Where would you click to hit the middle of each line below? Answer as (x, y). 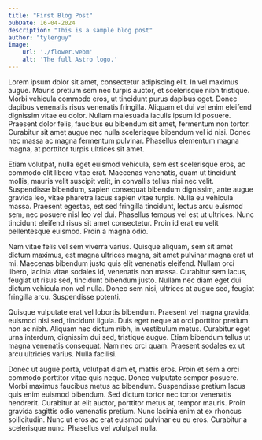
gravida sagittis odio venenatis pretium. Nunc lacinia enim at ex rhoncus (125, 411)
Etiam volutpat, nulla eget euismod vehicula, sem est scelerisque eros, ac (127, 164)
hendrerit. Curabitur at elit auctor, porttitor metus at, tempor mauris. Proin (127, 402)
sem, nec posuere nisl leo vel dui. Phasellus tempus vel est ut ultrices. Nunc (131, 214)
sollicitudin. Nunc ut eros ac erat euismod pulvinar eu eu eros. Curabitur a (128, 419)
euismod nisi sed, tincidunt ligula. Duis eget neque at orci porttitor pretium (128, 320)
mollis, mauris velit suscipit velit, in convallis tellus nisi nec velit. (111, 181)
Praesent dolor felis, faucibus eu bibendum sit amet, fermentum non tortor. (129, 124)
